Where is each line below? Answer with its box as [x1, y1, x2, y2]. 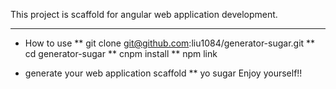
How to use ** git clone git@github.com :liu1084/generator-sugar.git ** [24, 37, 316, 49]
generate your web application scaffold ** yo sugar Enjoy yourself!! [24, 67, 303, 79]
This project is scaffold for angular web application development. [10, 9, 278, 20]
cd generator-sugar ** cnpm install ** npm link [24, 48, 218, 59]
